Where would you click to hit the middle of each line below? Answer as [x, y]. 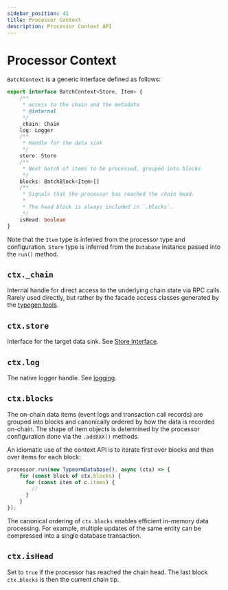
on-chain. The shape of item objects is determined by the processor [104, 429]
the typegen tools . [33, 305]
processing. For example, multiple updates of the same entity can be [104, 528]
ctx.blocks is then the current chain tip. [63, 579]
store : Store [38, 156]
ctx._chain [30, 274]
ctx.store [28, 326]
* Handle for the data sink [62, 143]
